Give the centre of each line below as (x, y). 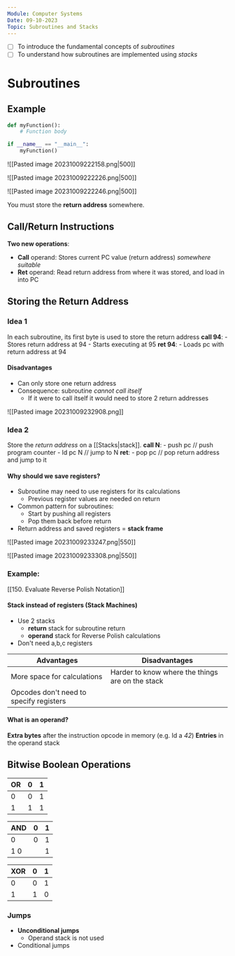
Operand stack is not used (66, 938)
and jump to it (27, 460)
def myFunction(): (34, 125)
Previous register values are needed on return (94, 499)
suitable (29, 265)
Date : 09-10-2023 (33, 20)
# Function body (44, 132)
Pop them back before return (70, 521)
